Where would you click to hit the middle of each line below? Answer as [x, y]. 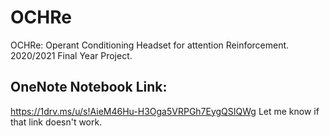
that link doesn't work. [56, 122]
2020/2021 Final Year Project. [71, 55]
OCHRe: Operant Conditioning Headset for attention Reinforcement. [150, 45]
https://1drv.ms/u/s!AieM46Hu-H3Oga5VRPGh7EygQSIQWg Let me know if [165, 111]
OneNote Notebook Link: [89, 87]
